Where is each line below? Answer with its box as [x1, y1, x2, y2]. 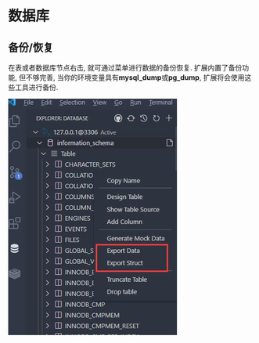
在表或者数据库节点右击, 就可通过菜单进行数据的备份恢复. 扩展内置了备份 [8, 63, 243, 72]
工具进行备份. [14, 83, 59, 92]
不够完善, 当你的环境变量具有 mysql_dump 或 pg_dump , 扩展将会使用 [25, 73, 245, 82]
